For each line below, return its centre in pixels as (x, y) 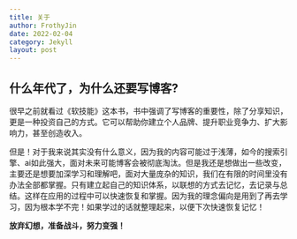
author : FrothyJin (43, 26)
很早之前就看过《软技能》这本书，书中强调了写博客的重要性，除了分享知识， (148, 110)
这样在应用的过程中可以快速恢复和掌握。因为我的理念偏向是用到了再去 (152, 196)
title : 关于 (30, 17)
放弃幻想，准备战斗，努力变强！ (67, 225)
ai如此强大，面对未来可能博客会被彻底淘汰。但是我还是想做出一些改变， (156, 162)
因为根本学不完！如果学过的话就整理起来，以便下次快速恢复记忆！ (145, 206)
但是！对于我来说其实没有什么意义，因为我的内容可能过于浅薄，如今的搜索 (145, 152)
